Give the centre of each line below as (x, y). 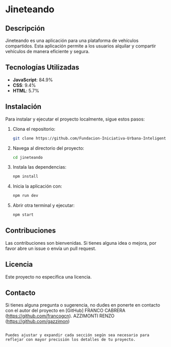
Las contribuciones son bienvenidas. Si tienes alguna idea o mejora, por (81, 243)
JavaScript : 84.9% (33, 80)
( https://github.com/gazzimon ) (38, 321)
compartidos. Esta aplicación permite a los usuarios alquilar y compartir (81, 46)
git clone (23, 138)
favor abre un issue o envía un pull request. (51, 248)
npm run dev (25, 196)
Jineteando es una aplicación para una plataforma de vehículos (72, 40)
